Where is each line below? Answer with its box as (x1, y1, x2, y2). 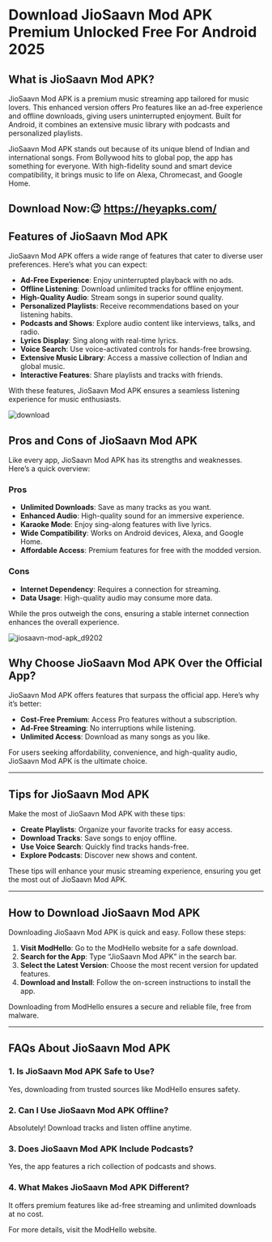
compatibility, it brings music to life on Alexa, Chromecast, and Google (8, 170, 243, 179)
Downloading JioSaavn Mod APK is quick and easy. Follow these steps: (8, 927, 247, 937)
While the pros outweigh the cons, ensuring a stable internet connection (8, 608, 249, 618)
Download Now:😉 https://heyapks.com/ (8, 202, 217, 216)
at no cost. (8, 1209, 45, 1218)
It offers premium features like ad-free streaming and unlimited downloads (8, 1200, 257, 1210)
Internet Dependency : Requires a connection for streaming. (19, 584, 221, 593)
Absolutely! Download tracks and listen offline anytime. (8, 1123, 192, 1133)
